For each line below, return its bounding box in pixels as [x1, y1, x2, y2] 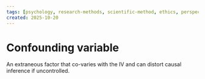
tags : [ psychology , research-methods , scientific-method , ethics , [6, 9, 179, 15]
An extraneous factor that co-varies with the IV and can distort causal [6, 61, 182, 68]
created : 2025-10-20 [6, 15, 59, 21]
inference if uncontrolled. [6, 67, 70, 75]
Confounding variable [6, 41, 119, 55]
